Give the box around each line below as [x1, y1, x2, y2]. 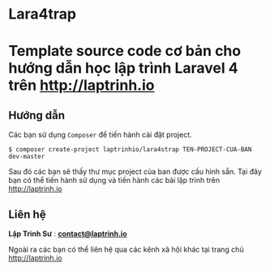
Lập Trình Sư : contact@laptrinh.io [8, 229, 127, 239]
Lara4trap [8, 5, 77, 23]
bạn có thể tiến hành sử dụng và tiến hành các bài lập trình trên [8, 176, 221, 185]
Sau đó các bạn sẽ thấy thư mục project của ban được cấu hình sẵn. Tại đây [8, 167, 262, 176]
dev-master [8, 153, 45, 161]
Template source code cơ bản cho [8, 42, 242, 61]
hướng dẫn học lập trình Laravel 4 [8, 59, 238, 78]
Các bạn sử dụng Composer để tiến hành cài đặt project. [8, 130, 192, 140]
